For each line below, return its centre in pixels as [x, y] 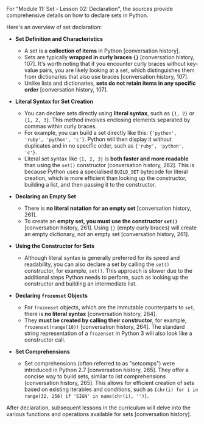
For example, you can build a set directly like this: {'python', [100, 133]
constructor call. [45, 340]
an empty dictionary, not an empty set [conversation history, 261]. [107, 234]
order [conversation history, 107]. [66, 90]
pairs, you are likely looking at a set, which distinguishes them [117, 70]
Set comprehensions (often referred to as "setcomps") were [100, 363]
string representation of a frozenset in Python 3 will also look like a [108, 333]
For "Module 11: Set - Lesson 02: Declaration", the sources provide [90, 9]
